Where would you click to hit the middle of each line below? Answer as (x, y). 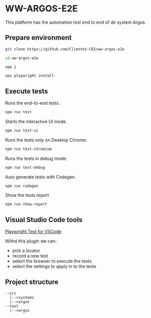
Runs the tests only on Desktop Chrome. (46, 140)
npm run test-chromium (28, 149)
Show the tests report (27, 195)
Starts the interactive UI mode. (36, 121)
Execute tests (27, 91)
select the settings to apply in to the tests (54, 266)
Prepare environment (38, 38)
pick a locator (26, 251)
